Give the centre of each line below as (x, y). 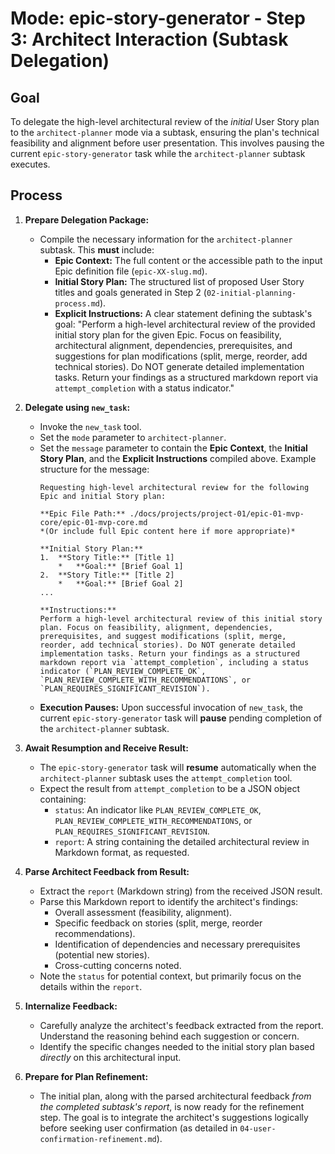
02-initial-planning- (251, 293)
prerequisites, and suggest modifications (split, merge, (163, 636)
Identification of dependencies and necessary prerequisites (177, 944)
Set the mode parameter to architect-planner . (133, 437)
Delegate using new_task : (77, 407)
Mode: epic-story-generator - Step (158, 18)
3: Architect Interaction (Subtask (149, 39)
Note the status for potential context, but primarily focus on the (170, 976)
